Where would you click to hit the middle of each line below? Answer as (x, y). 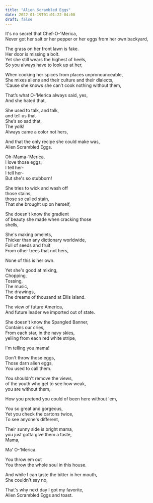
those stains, (18, 194)
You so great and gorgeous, (34, 409)
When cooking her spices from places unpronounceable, (64, 75)
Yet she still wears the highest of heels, (46, 60)
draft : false (19, 19)
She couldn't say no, (26, 480)
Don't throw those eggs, (30, 358)
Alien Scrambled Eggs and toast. (39, 495)
